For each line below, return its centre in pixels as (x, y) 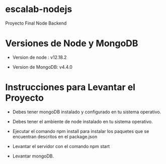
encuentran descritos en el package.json (55, 136)
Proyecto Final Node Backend (36, 23)
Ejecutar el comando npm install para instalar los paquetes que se (81, 131)
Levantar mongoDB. (33, 156)
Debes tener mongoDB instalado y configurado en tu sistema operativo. (87, 112)
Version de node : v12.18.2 (39, 57)
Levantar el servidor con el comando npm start (61, 146)
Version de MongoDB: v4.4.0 (43, 67)
